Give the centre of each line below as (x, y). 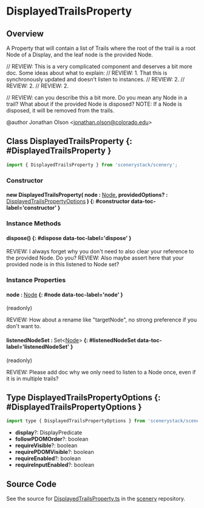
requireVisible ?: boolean (46, 445)
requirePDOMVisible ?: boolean (54, 452)
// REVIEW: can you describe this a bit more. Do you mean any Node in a (97, 98)
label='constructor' (32, 208)
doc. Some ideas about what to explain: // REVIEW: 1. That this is (87, 73)
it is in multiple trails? (32, 379)
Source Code (31, 484)
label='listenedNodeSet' (38, 347)
